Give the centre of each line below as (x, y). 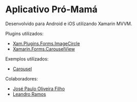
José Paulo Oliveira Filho (39, 89)
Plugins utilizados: (25, 33)
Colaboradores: (22, 78)
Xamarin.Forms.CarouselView (44, 49)
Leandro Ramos (29, 94)
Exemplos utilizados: (27, 59)
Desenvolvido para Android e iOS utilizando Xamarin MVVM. (69, 24)
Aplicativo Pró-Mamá (51, 9)
